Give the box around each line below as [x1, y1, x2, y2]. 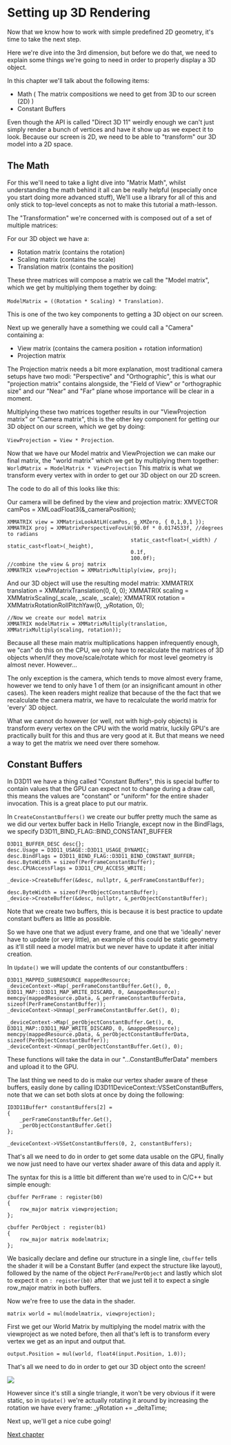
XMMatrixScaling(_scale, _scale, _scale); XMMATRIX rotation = [7, 593, 185, 602]
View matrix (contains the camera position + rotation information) [17, 344, 203, 352]
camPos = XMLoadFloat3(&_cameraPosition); [7, 505, 137, 513]
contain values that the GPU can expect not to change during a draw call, [7, 784, 215, 792]
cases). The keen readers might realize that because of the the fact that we [7, 689, 221, 697]
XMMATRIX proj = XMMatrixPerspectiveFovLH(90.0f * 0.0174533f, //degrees [7, 524, 224, 531]
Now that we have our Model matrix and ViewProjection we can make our [7, 449, 216, 457]
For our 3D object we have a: [7, 234, 90, 242]
